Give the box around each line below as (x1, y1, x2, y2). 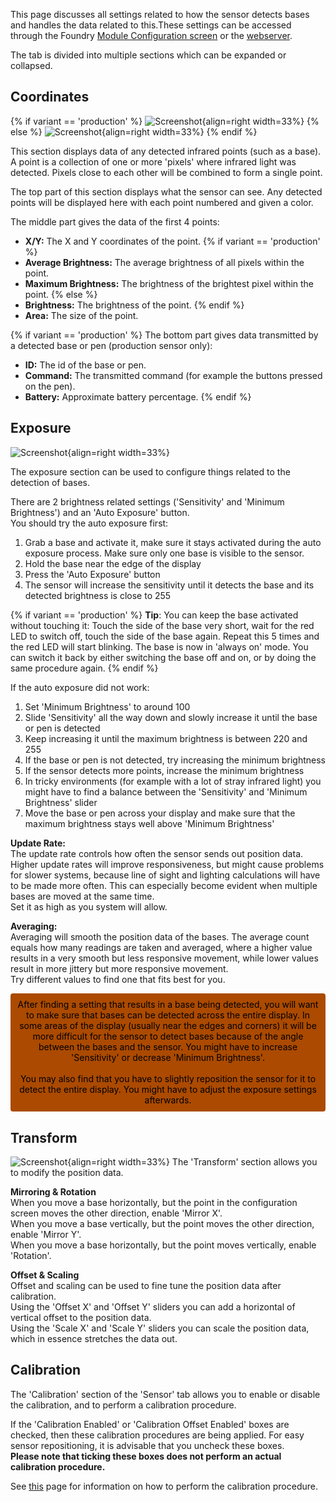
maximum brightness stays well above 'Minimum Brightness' (24, 817, 275, 829)
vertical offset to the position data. (10, 1312, 152, 1324)
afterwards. (144, 1094, 192, 1106)
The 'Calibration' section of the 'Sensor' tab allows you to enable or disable (10, 1388, 321, 1400)
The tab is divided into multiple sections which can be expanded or (10, 49, 287, 61)
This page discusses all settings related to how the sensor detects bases (10, 9, 310, 20)
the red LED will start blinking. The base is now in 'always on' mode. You (10, 640, 309, 653)
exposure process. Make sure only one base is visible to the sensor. (24, 547, 305, 559)
